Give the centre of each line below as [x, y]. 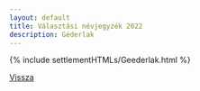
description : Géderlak [52, 34]
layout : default [40, 18]
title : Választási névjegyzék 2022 [76, 26]
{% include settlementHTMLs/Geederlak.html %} [100, 60]
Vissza [22, 77]
